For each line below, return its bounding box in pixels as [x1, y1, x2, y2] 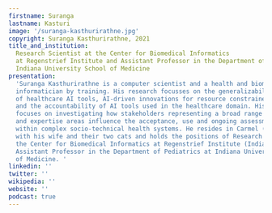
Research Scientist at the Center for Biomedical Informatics [15, 49, 230, 58]
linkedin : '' [8, 163, 53, 171]
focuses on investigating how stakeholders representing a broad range [15, 110, 263, 118]
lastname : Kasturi [8, 19, 70, 28]
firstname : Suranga [8, 11, 74, 20]
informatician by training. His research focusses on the [15, 87, 216, 96]
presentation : [8, 72, 57, 80]
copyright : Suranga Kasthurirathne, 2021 [8, 34, 151, 43]
